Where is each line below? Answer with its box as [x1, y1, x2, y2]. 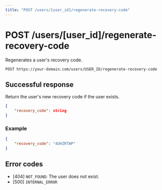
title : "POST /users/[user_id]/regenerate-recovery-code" [5, 7, 130, 13]
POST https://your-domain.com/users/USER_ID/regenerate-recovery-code [5, 66, 157, 71]
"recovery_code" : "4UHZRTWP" [14, 141, 76, 146]
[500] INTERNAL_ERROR [12, 178, 58, 185]
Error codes [5, 160, 43, 169]
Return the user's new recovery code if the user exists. [5, 94, 120, 100]
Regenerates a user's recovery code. [5, 57, 83, 63]
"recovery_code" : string [14, 108, 67, 113]
